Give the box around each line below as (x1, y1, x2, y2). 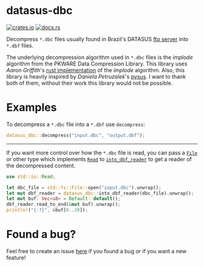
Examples (6, 101, 57, 115)
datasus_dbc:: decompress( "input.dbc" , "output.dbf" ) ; (6, 132, 146, 138)
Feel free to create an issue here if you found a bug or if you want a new (6, 247, 187, 254)
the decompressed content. (6, 162, 76, 169)
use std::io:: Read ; (6, 173, 56, 179)
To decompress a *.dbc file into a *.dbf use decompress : (6, 121, 146, 128)
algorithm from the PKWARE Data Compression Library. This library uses (6, 60, 188, 67)
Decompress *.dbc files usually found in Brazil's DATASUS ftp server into (6, 35, 189, 42)
